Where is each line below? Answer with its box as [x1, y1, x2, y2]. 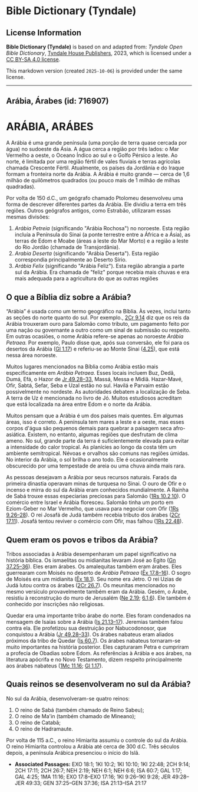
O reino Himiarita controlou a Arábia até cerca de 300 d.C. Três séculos [6, 742, 180, 750]
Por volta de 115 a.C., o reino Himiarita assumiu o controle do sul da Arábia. [6, 737, 188, 744]
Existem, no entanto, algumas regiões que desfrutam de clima [27, 431, 178, 438]
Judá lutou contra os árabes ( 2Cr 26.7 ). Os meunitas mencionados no [6, 581, 176, 588]
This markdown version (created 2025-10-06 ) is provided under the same [6, 67, 183, 74]
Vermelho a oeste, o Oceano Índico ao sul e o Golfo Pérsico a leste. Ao [6, 152, 178, 159]
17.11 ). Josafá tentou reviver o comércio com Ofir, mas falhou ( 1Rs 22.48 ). [6, 518, 184, 525]
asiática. [6, 431, 27, 438]
